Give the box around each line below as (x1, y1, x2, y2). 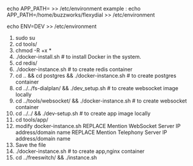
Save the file (15, 142, 46, 148)
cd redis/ (15, 59, 37, 66)
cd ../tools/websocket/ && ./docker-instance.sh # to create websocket (15, 97, 187, 104)
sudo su (15, 34, 36, 41)
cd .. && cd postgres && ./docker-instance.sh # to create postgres (15, 72, 177, 79)
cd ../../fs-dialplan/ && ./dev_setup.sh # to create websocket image (15, 85, 179, 91)
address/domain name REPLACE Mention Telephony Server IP (15, 129, 167, 136)
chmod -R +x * (15, 47, 52, 54)
